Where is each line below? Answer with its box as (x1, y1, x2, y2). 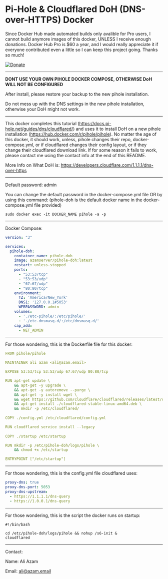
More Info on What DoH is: (5, 162, 60, 168)
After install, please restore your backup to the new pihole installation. (5, 91, 149, 97)
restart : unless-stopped (14, 263, 66, 268)
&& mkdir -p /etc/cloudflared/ (14, 406, 79, 411)
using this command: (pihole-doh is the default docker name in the (5, 197, 142, 203)
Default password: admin (5, 182, 57, 188)
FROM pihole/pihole (5, 351, 46, 356)
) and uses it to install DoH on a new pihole (72, 126, 161, 132)
